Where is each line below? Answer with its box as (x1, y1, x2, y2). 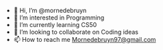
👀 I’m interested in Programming (13, 14, 105, 22)
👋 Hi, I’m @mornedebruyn (13, 7, 87, 14)
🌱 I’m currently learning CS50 (13, 21, 97, 28)
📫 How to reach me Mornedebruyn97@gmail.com (13, 36, 156, 43)
